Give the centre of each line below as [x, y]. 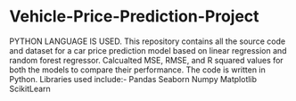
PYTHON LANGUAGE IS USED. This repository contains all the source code [148, 41]
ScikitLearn [30, 88]
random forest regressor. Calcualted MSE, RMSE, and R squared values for [146, 60]
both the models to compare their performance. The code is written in [137, 70]
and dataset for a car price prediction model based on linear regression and [148, 50]
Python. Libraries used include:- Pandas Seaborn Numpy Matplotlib [133, 79]
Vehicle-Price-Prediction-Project [135, 17]
